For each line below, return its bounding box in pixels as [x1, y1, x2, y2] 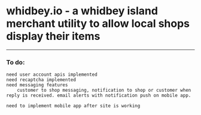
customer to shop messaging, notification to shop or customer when [17, 88, 191, 94]
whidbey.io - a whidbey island [6, 4, 159, 18]
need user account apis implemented [6, 72, 98, 78]
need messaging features [6, 82, 68, 88]
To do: [6, 58, 25, 66]
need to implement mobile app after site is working [6, 103, 141, 109]
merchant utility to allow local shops [6, 17, 190, 30]
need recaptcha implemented [6, 77, 77, 83]
